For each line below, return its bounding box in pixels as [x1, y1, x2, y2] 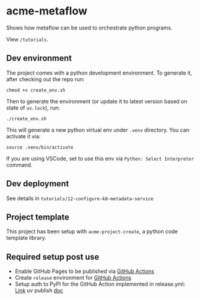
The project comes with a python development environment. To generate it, [6, 69, 193, 76]
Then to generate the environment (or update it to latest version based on [6, 97, 187, 105]
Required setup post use [6, 251, 99, 262]
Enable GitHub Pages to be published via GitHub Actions [14, 268, 154, 275]
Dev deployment [6, 179, 69, 189]
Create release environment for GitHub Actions [14, 274, 132, 281]
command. [6, 161, 33, 168]
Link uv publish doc [14, 287, 63, 294]
